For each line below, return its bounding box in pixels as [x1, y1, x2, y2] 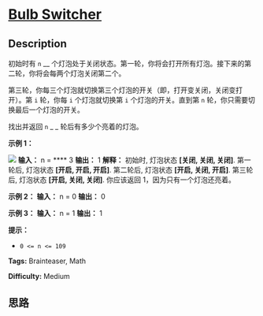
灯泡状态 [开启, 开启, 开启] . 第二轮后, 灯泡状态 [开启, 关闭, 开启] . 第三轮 [25, 165, 254, 174]
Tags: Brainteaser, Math [8, 256, 87, 266]
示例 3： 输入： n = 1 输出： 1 [8, 209, 102, 217]
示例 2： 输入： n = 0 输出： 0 [8, 191, 106, 201]
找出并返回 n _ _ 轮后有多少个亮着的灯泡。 [8, 122, 143, 131]
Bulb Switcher [8, 6, 102, 24]
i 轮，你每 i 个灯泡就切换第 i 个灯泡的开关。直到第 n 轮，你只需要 [34, 95, 249, 104]
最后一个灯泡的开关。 [14, 105, 84, 114]
